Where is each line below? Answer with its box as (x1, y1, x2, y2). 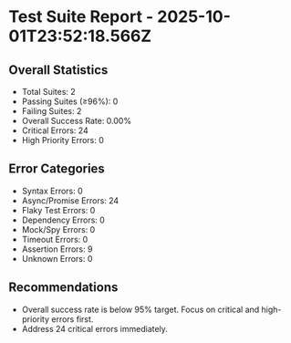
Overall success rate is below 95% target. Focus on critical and (21, 304, 260, 315)
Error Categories (8, 161, 106, 177)
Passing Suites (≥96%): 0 (21, 96, 119, 107)
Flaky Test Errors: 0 (21, 204, 96, 215)
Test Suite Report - (8, 6, 154, 27)
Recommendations (8, 280, 119, 296)
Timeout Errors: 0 (21, 234, 88, 244)
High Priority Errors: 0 (21, 135, 104, 145)
